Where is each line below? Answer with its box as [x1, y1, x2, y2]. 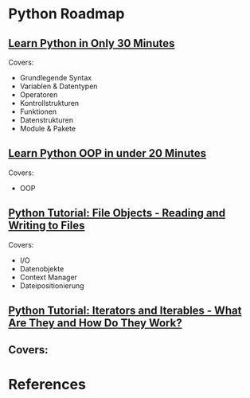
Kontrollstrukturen [19, 99, 80, 107]
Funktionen [19, 107, 57, 116]
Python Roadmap [8, 5, 125, 23]
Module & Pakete [19, 124, 76, 133]
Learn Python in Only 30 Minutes [8, 37, 175, 50]
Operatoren [19, 90, 58, 99]
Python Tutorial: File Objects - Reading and [8, 206, 225, 220]
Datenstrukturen [19, 115, 74, 124]
